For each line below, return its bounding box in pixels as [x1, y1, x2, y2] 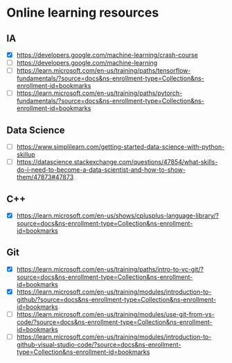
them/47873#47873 [16, 173, 74, 181]
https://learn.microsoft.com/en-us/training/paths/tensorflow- [16, 67, 191, 75]
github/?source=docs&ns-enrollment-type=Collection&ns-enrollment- [16, 296, 216, 303]
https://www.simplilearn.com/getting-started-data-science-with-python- [16, 143, 225, 151]
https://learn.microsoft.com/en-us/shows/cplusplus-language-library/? [16, 211, 220, 220]
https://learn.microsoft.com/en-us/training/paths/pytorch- [16, 89, 183, 98]
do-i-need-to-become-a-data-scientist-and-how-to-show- [16, 166, 186, 174]
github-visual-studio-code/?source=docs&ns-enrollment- [16, 341, 181, 349]
